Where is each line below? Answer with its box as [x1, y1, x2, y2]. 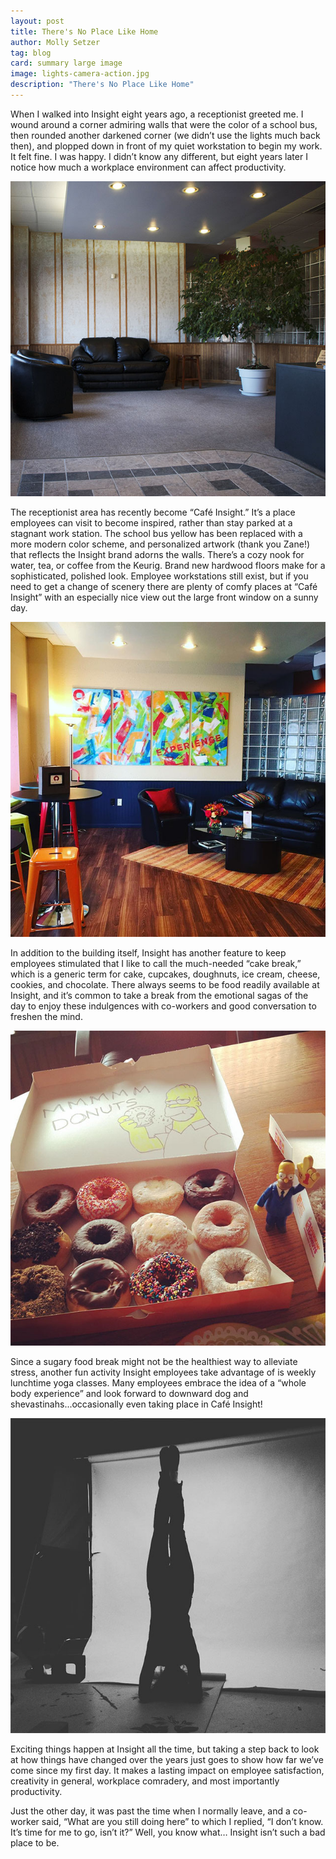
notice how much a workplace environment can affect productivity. [10, 161, 287, 173]
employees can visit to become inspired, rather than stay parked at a [10, 516, 293, 529]
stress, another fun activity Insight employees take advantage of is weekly [10, 1366, 317, 1378]
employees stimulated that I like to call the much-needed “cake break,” [10, 957, 302, 969]
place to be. [10, 1836, 60, 1849]
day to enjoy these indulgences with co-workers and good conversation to [10, 1000, 317, 1012]
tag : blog [10, 48, 52, 58]
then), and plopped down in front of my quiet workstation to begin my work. [10, 140, 323, 152]
